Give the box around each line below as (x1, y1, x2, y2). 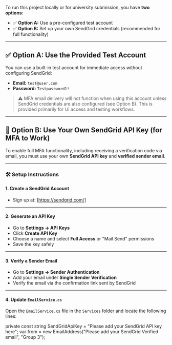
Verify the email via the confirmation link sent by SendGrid (12, 280, 136, 286)
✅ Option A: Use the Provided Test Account (5, 51, 146, 59)
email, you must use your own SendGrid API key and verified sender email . (5, 153, 165, 159)
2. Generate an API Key (5, 213, 55, 219)
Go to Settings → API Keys (12, 225, 70, 231)
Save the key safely (12, 241, 54, 247)
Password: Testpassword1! (12, 85, 70, 91)
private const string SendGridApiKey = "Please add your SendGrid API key (5, 323, 162, 330)
